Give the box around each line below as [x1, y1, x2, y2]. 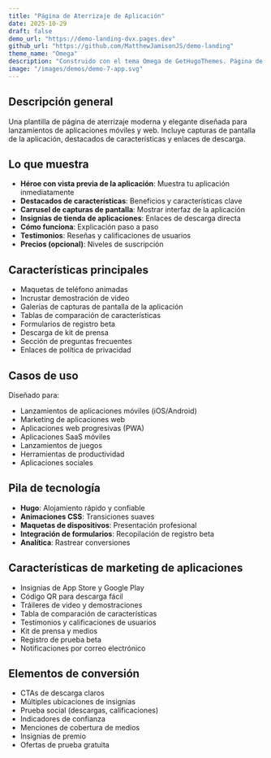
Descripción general [8, 95, 114, 109]
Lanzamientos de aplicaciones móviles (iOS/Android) [19, 406, 197, 416]
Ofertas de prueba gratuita [19, 740, 110, 750]
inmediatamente [19, 188, 75, 198]
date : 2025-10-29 [8, 20, 67, 28]
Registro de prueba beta [19, 634, 101, 644]
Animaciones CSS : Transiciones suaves [19, 512, 155, 521]
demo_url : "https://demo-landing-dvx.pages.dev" [8, 34, 176, 43]
